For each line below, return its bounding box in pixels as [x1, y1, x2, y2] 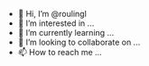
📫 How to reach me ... [17, 47, 102, 57]
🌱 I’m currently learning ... [17, 28, 115, 37]
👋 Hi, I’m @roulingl [17, 9, 88, 19]
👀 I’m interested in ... [17, 18, 95, 29]
